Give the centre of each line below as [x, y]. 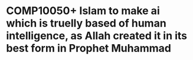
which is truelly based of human [86, 23]
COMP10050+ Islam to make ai [83, 11]
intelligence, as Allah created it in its [97, 36]
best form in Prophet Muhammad [89, 49]
